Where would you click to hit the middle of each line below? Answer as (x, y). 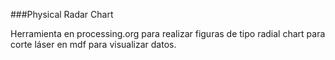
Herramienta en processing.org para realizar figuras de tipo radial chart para (168, 33)
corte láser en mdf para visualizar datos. (93, 44)
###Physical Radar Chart (62, 14)
